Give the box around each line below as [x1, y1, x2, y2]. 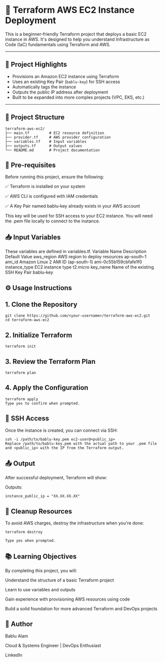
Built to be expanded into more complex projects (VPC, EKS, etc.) [12, 94, 145, 100]
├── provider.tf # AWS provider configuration [5, 135, 111, 139]
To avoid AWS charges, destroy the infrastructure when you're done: [5, 520, 144, 526]
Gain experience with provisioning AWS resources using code [5, 596, 130, 602]
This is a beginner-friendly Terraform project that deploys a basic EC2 [5, 31, 147, 37]
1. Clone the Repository [5, 300, 78, 308]
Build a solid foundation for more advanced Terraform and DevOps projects [5, 606, 158, 612]
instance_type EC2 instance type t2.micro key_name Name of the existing [5, 264, 154, 270]
